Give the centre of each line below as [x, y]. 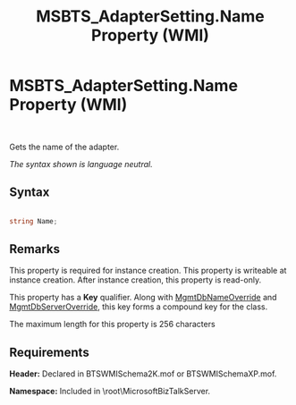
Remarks [35, 249]
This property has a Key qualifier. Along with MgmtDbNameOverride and [143, 298]
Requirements [49, 352]
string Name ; [34, 221]
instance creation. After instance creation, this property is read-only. [135, 280]
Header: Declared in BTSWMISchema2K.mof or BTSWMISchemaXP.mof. [143, 374]
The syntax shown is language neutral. [81, 164]
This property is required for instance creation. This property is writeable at [148, 271]
